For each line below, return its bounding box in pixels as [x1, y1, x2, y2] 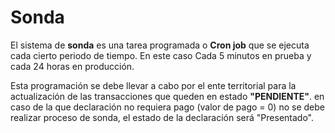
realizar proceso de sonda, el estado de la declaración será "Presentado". [10, 111, 315, 123]
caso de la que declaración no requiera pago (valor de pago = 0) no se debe [10, 101, 325, 113]
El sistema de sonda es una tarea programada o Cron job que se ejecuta [10, 39, 310, 51]
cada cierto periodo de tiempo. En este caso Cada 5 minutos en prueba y [10, 49, 312, 61]
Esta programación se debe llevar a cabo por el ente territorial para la [10, 79, 297, 91]
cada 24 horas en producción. [10, 60, 135, 72]
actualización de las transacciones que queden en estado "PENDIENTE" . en [10, 90, 325, 102]
